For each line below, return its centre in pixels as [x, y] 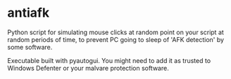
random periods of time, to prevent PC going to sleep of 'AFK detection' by [115, 39]
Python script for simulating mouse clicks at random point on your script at [115, 32]
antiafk [29, 13]
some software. [30, 47]
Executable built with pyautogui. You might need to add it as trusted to [109, 60]
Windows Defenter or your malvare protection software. [88, 68]
